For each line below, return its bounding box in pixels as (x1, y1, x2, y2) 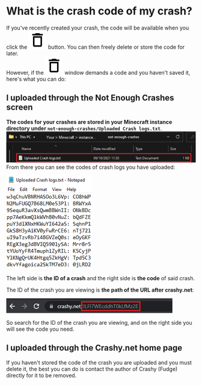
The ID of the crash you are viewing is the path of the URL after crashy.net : (6, 286, 194, 293)
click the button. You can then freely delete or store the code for (6, 43, 185, 51)
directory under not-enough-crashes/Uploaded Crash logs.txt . (6, 125, 162, 132)
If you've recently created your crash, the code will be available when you (6, 24, 189, 31)
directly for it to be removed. (6, 372, 77, 379)
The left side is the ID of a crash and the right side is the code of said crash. (6, 275, 195, 282)
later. (6, 49, 19, 57)
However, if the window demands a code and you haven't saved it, (6, 69, 191, 76)
